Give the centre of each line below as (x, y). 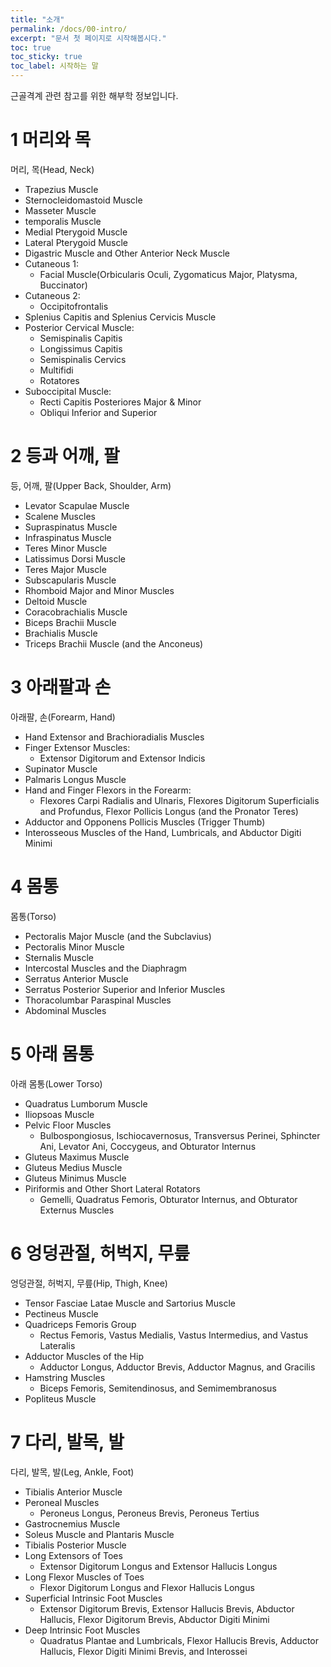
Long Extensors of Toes (73, 1555)
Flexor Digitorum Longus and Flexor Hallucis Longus (147, 1587)
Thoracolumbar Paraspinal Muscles (98, 1000)
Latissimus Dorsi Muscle (75, 558)
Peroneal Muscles (62, 1502)
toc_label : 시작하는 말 (54, 66)
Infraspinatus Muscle (68, 537)
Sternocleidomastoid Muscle (83, 200)
